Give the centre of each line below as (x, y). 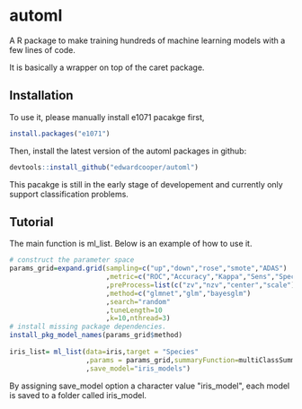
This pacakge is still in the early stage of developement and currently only (146, 184)
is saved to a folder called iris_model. (78, 395)
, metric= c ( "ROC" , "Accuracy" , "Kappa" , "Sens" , (191, 277)
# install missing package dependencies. (88, 327)
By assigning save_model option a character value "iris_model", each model (150, 386)
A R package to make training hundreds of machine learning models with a (147, 40)
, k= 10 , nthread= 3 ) (138, 318)
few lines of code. (43, 49)
